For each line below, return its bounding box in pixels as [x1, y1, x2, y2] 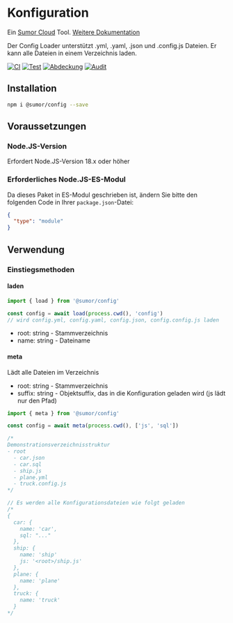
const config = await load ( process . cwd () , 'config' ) [7, 310, 163, 317]
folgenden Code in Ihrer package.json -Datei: [7, 197, 134, 207]
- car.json [13, 454, 45, 461]
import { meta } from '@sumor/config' [7, 410, 120, 416]
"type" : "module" [13, 218, 64, 225]
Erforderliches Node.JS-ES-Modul [7, 174, 127, 184]
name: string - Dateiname [17, 336, 90, 345]
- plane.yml [13, 474, 49, 481]
